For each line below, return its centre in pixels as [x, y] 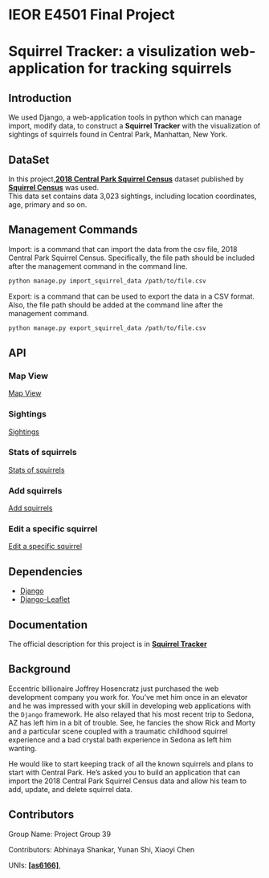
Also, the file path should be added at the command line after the [116, 305]
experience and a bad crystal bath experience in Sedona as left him [120, 739]
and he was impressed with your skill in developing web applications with [130, 705]
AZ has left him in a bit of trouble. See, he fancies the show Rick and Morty [132, 722]
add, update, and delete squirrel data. [70, 789]
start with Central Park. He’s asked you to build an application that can [124, 772]
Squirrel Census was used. [53, 187]
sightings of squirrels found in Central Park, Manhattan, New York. [118, 135]
